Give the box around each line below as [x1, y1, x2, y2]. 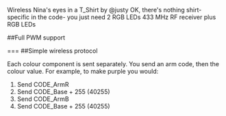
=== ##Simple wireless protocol [7, 47, 98, 55]
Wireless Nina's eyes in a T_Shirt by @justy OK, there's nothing [7, 6, 185, 14]
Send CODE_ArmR [16, 81, 69, 88]
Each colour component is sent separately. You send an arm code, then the [7, 60, 219, 68]
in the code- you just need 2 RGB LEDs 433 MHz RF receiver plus [31, 13, 216, 21]
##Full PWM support [7, 33, 66, 42]
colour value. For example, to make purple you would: [7, 68, 159, 75]
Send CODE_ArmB [16, 95, 70, 103]
